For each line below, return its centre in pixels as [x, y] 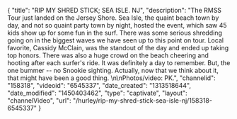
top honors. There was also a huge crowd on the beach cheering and [108, 55]
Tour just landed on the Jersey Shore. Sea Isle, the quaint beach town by [113, 18]
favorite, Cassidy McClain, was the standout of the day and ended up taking [118, 48]
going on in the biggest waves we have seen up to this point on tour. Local [116, 40]
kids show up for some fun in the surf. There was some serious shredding [115, 33]
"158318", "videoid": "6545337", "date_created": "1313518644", [99, 85]
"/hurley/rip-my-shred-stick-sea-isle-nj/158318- [143, 101]
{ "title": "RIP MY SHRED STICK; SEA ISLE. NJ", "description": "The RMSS [114, 10]
